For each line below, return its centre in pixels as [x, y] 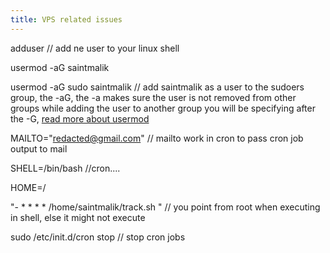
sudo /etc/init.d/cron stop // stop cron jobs [98, 237]
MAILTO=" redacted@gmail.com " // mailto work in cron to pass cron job [157, 138]
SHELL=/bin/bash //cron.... [65, 168]
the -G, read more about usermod [80, 118]
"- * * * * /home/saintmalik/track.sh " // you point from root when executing [165, 207]
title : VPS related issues [66, 19]
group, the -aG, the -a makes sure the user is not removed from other [153, 97]
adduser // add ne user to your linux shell [95, 48]
